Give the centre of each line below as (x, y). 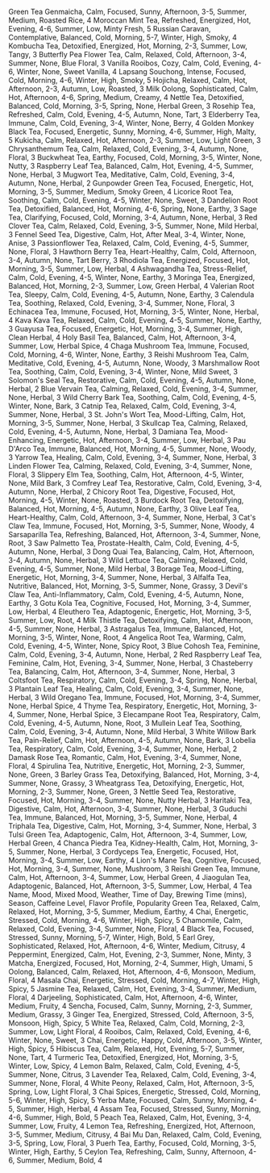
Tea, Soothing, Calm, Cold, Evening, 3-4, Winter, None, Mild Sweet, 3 (123, 372)
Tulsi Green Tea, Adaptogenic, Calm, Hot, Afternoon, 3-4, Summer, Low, (128, 835)
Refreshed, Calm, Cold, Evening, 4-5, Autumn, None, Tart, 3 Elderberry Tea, (134, 115)
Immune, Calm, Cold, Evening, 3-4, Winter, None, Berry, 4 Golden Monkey (131, 123)
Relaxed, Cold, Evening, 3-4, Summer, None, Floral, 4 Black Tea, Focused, (131, 929)
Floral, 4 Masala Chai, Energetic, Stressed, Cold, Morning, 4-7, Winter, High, (134, 980)
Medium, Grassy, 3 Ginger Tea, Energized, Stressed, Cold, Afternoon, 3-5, (131, 1014)
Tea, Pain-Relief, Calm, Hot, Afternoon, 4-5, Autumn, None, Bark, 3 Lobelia (132, 740)
